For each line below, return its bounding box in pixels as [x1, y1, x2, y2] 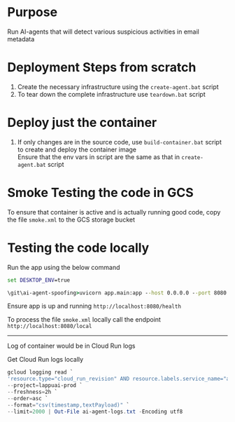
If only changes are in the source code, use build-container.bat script [17, 137, 222, 146]
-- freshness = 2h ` [7, 388, 58, 396]
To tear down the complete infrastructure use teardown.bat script [17, 90, 206, 98]
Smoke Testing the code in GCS [7, 185, 194, 200]
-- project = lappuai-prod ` [7, 382, 83, 389]
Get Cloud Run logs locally [7, 355, 84, 364]
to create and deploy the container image [17, 145, 137, 154]
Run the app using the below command [7, 263, 120, 271]
